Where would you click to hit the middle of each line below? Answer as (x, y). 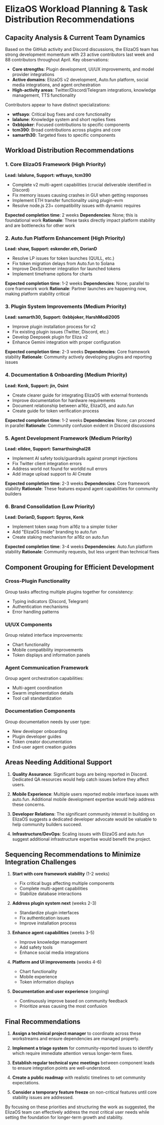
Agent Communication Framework (47, 668)
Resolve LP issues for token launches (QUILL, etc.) (63, 258)
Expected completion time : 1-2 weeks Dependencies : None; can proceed (80, 420)
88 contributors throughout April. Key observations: (57, 60)
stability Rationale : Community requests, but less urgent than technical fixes (82, 552)
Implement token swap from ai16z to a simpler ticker (65, 527)
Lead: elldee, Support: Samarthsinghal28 (48, 449)
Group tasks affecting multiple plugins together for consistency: (69, 592)
